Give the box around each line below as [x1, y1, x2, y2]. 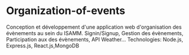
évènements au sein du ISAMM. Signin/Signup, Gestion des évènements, [6, 29, 184, 36]
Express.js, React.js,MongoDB [6, 42, 80, 49]
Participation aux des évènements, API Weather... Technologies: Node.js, [6, 36, 184, 43]
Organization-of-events [6, 4, 126, 18]
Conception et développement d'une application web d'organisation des [6, 23, 182, 30]
